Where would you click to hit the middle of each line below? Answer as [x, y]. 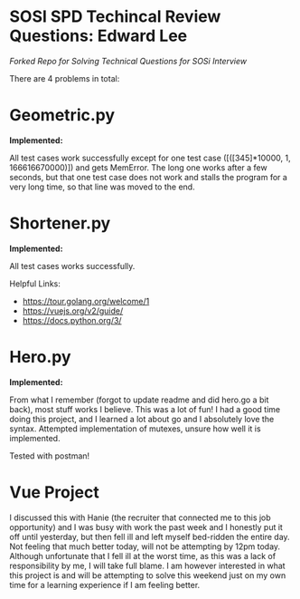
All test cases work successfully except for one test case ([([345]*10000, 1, [150, 158]
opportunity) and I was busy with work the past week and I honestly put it [146, 527]
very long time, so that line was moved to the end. [103, 187]
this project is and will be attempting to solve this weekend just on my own [148, 575]
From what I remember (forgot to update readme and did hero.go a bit [139, 400]
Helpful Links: [35, 284]
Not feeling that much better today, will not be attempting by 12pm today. [145, 546]
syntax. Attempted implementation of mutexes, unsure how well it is [135, 429]
